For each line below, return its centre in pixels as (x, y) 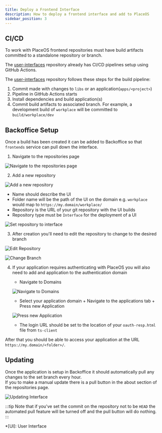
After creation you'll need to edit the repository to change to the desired (84, 234)
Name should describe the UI (41, 194)
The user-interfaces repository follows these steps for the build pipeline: (78, 79)
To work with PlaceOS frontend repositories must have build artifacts (74, 50)
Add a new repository (34, 175)
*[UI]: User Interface (26, 426)
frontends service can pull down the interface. (52, 147)
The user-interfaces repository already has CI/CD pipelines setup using (77, 65)
